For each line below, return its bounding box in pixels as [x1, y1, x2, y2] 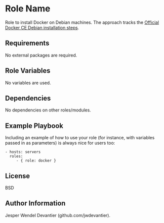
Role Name [5, 3, 50, 14]
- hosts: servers [5, 150, 41, 155]
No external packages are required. [5, 52, 78, 58]
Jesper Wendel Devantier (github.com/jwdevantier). [5, 212, 111, 218]
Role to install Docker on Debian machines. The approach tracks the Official [5, 19, 159, 25]
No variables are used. [5, 80, 51, 86]
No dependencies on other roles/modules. [5, 107, 91, 113]
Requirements [5, 39, 49, 48]
